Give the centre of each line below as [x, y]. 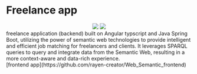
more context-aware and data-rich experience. [63, 58]
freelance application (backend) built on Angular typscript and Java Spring [97, 33]
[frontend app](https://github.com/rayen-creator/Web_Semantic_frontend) [96, 65]
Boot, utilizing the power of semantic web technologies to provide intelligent [98, 39]
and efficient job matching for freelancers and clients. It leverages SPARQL [97, 46]
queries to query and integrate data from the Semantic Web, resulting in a [96, 52]
